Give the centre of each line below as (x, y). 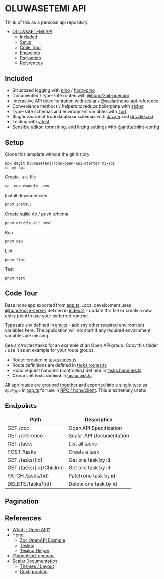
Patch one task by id (92, 476)
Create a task (84, 452)
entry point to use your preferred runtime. (47, 316)
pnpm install (18, 204)
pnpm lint (15, 260)
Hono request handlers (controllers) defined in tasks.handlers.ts (77, 370)
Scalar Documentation (35, 561)
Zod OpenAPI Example (42, 540)
